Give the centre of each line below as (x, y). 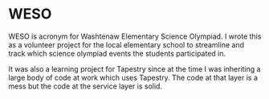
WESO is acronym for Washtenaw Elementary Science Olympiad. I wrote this (135, 36)
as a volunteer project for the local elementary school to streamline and (126, 44)
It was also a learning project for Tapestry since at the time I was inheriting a (134, 68)
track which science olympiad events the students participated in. (117, 53)
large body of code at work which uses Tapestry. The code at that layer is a (133, 77)
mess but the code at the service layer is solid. (86, 86)
